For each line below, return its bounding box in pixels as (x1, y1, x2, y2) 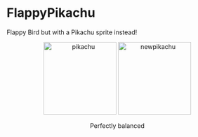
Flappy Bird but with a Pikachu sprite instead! (6, 28, 138, 36)
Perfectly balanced (89, 121, 145, 130)
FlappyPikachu (6, 5, 95, 21)
